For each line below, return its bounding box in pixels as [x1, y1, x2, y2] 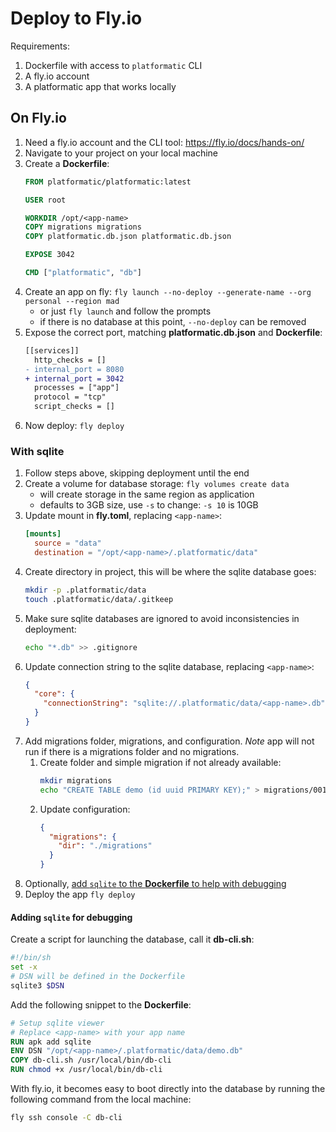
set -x [10, 962, 38, 972]
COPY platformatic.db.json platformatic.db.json [24, 232, 232, 242]
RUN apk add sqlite [10, 1037, 92, 1047]
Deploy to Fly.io [10, 7, 143, 30]
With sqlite [10, 444, 65, 458]
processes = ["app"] [34, 383, 120, 393]
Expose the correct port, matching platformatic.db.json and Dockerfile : [24, 326, 323, 338]
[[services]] [24, 345, 80, 356]
